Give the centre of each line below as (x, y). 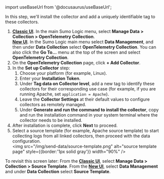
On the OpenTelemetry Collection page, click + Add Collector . (76, 63)
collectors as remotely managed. (53, 104)
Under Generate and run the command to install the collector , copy (89, 110)
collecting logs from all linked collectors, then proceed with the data (81, 136)
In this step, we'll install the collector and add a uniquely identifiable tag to (80, 16)
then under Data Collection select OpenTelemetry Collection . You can (84, 47)
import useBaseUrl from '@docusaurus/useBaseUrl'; (58, 7)
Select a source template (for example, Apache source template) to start (85, 131)
